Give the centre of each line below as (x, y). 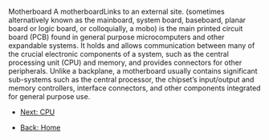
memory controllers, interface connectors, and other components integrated (134, 88)
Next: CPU (37, 112)
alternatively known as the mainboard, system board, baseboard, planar (127, 20)
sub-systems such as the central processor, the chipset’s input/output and (131, 80)
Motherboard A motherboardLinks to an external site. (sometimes (116, 12)
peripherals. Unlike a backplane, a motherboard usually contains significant (133, 71)
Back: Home (40, 128)
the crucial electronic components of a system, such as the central (118, 54)
